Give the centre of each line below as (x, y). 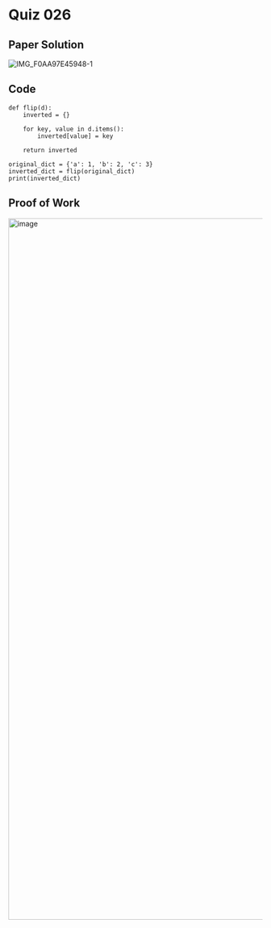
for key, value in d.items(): (74, 129)
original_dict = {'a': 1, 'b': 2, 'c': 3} (81, 164)
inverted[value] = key (75, 136)
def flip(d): (30, 108)
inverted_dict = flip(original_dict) (72, 171)
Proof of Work (44, 203)
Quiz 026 (40, 15)
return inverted (50, 150)
